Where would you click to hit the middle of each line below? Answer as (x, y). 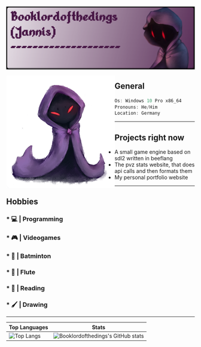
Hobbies (22, 202)
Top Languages (28, 327)
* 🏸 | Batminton (29, 256)
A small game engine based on (153, 152)
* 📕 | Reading (25, 288)
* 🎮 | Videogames (33, 238)
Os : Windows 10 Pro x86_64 (148, 101)
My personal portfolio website (151, 178)
